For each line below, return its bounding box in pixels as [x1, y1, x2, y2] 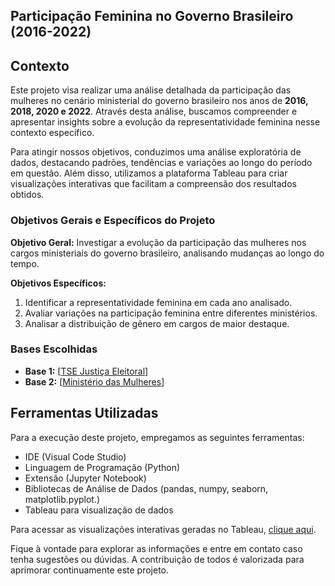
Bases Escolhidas [10, 342, 98, 356]
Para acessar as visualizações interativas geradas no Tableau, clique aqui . [10, 523, 317, 535]
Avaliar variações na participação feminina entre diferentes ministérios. [24, 307, 318, 319]
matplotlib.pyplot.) [24, 493, 101, 505]
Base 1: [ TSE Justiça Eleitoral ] [24, 365, 149, 377]
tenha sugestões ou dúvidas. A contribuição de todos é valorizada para [10, 553, 305, 565]
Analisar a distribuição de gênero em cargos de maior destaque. [24, 317, 290, 329]
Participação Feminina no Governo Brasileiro [10, 8, 294, 25]
